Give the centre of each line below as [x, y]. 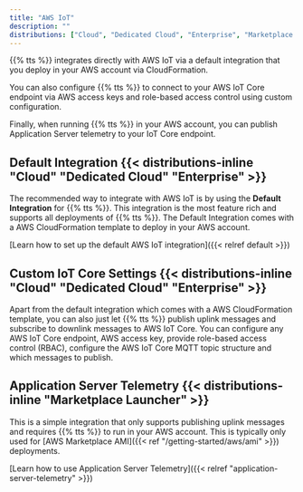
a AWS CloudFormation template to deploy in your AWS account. [130, 227]
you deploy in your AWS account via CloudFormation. [109, 70]
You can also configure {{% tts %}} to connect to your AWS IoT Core [137, 88]
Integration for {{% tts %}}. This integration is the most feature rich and [143, 208]
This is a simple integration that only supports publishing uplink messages [147, 421]
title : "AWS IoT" [42, 18]
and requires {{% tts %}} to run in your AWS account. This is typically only [148, 431]
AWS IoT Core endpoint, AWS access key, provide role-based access [138, 338]
